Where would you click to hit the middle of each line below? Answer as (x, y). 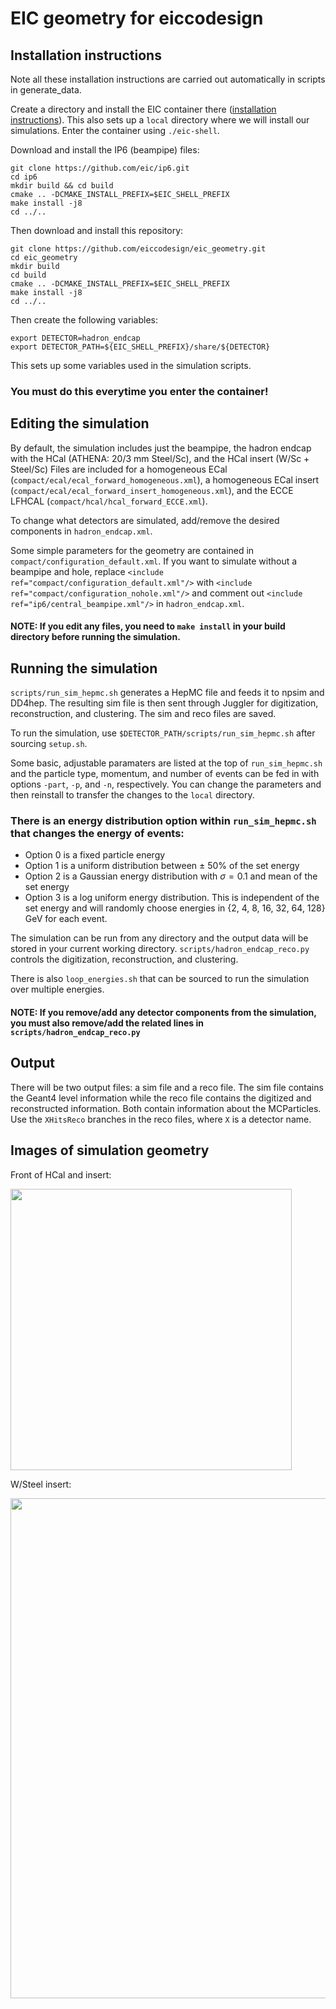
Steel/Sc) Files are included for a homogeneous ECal (119, 469)
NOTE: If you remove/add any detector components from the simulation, (163, 1013)
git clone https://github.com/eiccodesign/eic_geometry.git (138, 249)
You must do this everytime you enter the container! (139, 391)
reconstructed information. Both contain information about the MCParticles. (166, 1108)
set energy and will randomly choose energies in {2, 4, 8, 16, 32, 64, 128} (175, 908)
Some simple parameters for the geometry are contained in (132, 550)
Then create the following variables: (84, 320)
